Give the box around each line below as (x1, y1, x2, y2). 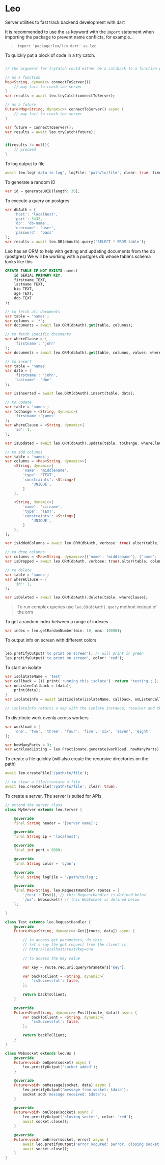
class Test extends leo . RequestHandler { (5, 919, 91, 924)
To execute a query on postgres (5, 198, 70, 204)
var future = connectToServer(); (5, 125, 74, 130)
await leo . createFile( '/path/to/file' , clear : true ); (5, 784, 118, 789)
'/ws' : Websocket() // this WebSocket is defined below (23, 897, 139, 902)
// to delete (5, 567, 32, 572)
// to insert (5, 359, 32, 364)
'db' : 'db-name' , (14, 221, 50, 226)
